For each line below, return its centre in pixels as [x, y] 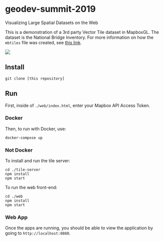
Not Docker [19, 150]
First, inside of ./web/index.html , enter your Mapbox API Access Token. [78, 105]
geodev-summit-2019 [51, 9]
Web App [16, 217]
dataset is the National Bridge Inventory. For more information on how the [79, 37]
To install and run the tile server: [38, 161]
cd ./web [14, 197]
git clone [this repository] [35, 79]
